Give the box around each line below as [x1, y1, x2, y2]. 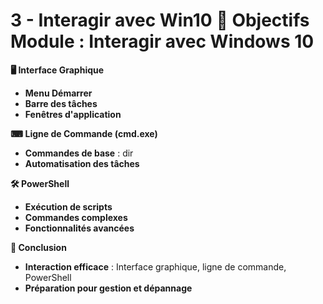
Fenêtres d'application [24, 108, 122, 120]
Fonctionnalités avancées [24, 222, 135, 234]
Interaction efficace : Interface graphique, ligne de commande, [24, 260, 287, 273]
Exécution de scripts [24, 200, 113, 213]
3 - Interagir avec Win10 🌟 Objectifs [10, 9, 310, 32]
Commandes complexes [24, 211, 128, 223]
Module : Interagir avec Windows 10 [10, 30, 315, 53]
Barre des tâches [24, 97, 98, 109]
